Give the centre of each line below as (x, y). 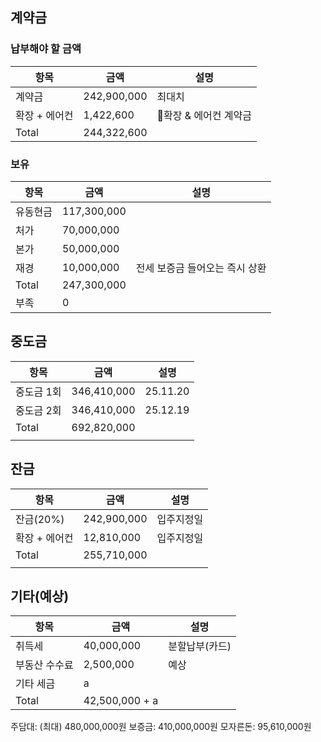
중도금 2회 (38, 410)
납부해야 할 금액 (46, 49)
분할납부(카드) (200, 646)
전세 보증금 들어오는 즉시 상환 (201, 268)
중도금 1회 (38, 391)
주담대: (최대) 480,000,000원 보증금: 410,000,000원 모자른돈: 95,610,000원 (161, 727)
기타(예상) (40, 596)
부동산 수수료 (44, 665)
